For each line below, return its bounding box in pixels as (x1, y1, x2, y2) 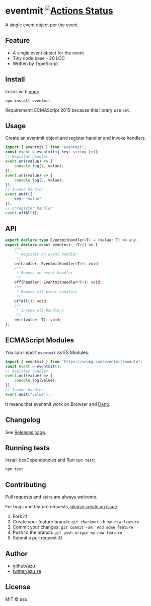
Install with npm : (5, 88, 39, 94)
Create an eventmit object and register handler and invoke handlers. (5, 135, 146, 141)
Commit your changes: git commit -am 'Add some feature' (12, 524, 136, 530)
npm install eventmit (5, 98, 51, 103)
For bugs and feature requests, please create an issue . (5, 504, 119, 510)
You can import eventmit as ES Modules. (5, 349, 90, 355)
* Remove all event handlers (16, 289, 78, 294)
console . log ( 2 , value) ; (14, 177, 64, 183)
